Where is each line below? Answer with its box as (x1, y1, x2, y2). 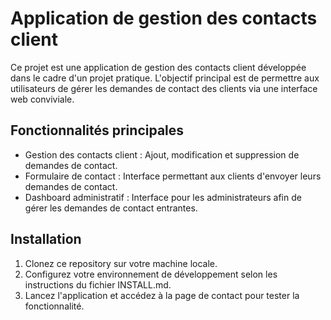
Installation (10, 231, 82, 248)
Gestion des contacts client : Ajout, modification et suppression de (24, 148, 300, 161)
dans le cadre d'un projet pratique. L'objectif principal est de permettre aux (10, 72, 320, 84)
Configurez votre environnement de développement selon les (24, 268, 278, 280)
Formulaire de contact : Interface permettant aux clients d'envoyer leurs (24, 170, 322, 182)
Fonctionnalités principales (10, 122, 185, 139)
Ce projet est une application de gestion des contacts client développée (10, 61, 307, 73)
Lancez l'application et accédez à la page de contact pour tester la (24, 289, 300, 301)
